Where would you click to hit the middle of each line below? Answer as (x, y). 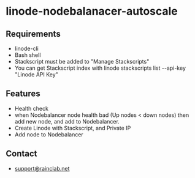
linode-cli (27, 48)
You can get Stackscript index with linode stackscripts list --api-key (100, 68)
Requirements (33, 34)
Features (23, 94)
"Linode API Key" (36, 74)
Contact (21, 154)
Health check (31, 108)
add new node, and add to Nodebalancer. (67, 121)
